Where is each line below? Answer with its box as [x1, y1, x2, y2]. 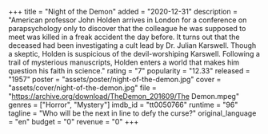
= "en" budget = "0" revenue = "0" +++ [8, 117, 139, 126]
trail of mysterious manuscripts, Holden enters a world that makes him [8, 57, 240, 67]
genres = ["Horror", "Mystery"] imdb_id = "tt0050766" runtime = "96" [8, 100, 238, 109]
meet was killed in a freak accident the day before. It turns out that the [8, 32, 240, 41]
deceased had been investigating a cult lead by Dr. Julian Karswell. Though [8, 41, 257, 50]
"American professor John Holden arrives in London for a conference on [8, 15, 247, 25]
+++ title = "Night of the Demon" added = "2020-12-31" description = [8, 7, 238, 16]
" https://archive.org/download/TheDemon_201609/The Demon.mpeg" [8, 92, 240, 100]
